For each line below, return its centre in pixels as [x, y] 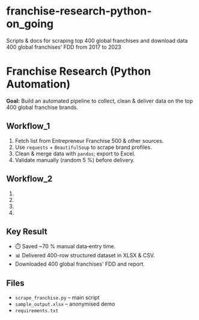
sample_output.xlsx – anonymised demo [65, 304]
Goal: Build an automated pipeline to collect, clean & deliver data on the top [100, 101]
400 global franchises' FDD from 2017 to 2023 [64, 47]
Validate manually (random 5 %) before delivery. [75, 160]
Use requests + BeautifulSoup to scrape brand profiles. [83, 147]
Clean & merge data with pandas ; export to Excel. [75, 153]
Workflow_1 [28, 126]
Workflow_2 [29, 179]
